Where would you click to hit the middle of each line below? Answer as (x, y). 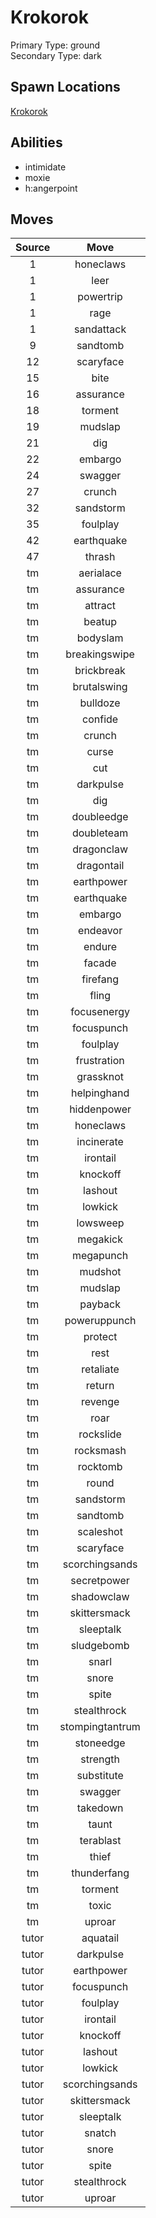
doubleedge (100, 817)
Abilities (36, 142)
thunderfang (100, 1873)
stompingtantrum (100, 1727)
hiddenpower (100, 1109)
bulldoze (100, 703)
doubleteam (100, 833)
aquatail (100, 1938)
